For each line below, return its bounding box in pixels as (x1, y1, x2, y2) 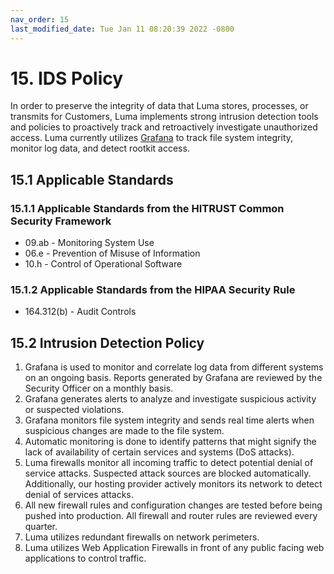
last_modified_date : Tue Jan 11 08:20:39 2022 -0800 (10, 24, 235, 34)
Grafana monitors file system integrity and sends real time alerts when (24, 414, 315, 426)
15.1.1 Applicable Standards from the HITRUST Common (10, 201, 285, 215)
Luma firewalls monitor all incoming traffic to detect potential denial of (24, 457, 314, 469)
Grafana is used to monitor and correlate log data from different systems (24, 361, 324, 373)
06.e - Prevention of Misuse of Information (24, 247, 201, 260)
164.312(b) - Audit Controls (24, 306, 137, 318)
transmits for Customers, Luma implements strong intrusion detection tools (10, 111, 319, 123)
